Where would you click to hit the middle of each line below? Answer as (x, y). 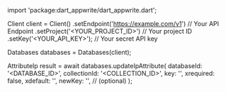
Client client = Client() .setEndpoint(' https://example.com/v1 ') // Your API (113, 24)
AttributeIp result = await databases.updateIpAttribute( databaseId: (105, 66)
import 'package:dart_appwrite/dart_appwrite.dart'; (82, 10)
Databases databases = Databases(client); (69, 52)
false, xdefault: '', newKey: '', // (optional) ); (70, 81)
